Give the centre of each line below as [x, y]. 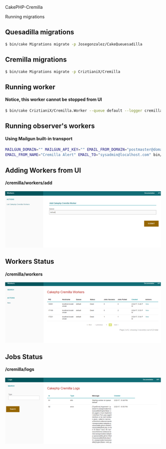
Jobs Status [24, 357]
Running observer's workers [50, 126]
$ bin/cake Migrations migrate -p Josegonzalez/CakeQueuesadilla [74, 44]
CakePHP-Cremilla [24, 7]
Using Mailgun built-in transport [39, 138]
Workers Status [30, 262]
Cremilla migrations [36, 60]
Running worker [30, 87]
